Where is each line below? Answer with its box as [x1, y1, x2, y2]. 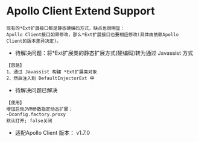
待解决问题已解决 [14, 86, 58, 94]
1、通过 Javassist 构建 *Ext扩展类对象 [6, 69, 98, 75]
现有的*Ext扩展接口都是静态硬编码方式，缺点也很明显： [6, 25, 125, 31]
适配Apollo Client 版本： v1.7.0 [14, 129, 90, 136]
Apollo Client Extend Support [6, 4, 156, 18]
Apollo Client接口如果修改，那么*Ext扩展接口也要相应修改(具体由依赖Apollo [6, 31, 179, 37]
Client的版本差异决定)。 [6, 38, 62, 44]
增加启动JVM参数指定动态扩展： [6, 106, 74, 112]
